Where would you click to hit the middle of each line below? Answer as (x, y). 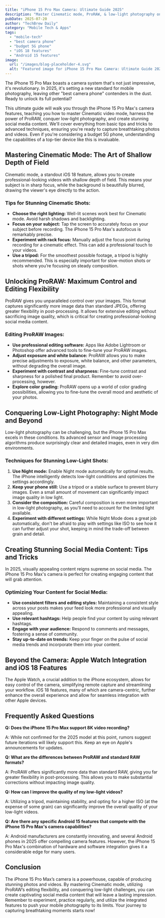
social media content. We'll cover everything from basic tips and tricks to (79, 124)
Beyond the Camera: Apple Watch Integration (76, 660)
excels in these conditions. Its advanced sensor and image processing (76, 437)
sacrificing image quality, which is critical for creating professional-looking (81, 316)
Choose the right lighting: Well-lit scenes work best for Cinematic (79, 214)
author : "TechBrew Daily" (31, 23)
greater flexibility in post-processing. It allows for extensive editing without (81, 311)
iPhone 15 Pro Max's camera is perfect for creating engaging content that (79, 574)
